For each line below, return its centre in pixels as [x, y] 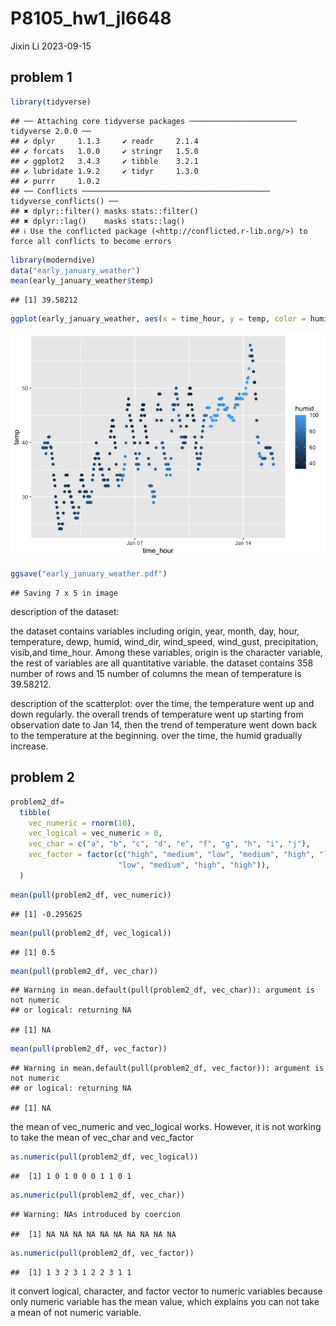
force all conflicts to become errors [91, 241]
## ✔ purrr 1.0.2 [55, 181]
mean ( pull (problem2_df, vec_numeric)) [91, 895]
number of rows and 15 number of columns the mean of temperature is [156, 673]
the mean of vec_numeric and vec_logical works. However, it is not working [166, 1127]
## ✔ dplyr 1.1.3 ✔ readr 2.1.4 [104, 141]
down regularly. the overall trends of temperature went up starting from [157, 714]
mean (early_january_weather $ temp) [82, 281]
